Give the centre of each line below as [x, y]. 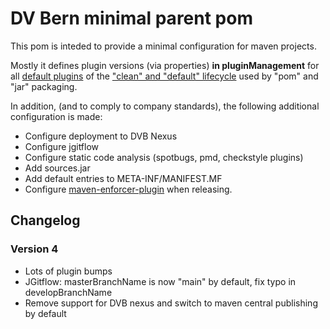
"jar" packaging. [44, 86]
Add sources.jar [57, 168]
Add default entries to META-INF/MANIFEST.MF [123, 178]
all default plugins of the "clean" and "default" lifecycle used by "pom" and [164, 76]
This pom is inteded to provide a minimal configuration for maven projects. [163, 46]
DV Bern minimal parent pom [131, 18]
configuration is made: [56, 116]
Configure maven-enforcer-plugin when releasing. [128, 189]
